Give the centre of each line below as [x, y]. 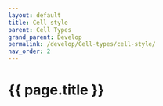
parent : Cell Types [40, 30]
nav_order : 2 [29, 51]
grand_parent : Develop [45, 37]
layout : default [34, 15]
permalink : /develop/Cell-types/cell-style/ [82, 44]
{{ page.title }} [56, 90]
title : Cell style [38, 23]
